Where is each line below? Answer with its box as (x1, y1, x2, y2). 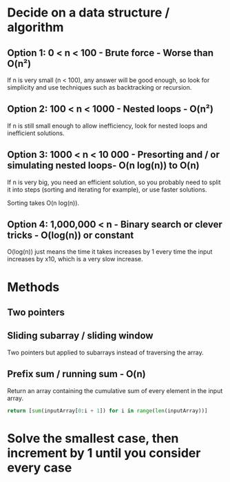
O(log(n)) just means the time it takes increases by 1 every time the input (7, 248, 213, 256)
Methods (7, 279, 60, 294)
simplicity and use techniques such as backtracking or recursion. (7, 83, 192, 91)
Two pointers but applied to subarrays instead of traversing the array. (7, 348, 205, 357)
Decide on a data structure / (7, 5, 170, 21)
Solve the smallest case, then (7, 430, 179, 446)
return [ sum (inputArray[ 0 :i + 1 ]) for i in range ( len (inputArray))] (7, 407, 208, 414)
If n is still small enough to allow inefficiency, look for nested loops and (7, 121, 208, 130)
